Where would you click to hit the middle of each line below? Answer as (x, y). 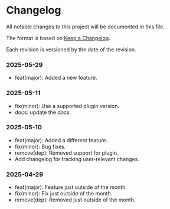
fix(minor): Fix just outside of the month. (63, 194)
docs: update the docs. (43, 112)
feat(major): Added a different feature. (61, 140)
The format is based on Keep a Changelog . (58, 38)
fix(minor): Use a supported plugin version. (67, 106)
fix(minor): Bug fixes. (40, 146)
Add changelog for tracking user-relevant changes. (77, 159)
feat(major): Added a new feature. (56, 78)
